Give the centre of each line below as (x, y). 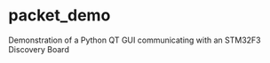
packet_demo (60, 16)
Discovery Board (39, 49)
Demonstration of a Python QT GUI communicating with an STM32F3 (135, 40)
